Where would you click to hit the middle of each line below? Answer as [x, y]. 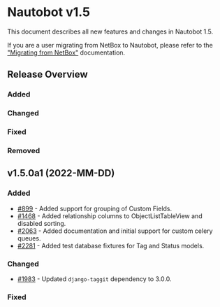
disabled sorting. [42, 223]
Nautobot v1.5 [49, 12]
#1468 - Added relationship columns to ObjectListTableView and [110, 216]
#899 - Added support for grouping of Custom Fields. [95, 208]
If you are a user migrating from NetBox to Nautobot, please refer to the [110, 45]
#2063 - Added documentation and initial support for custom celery [115, 231]
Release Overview [48, 74]
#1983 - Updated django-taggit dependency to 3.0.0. [94, 279]
